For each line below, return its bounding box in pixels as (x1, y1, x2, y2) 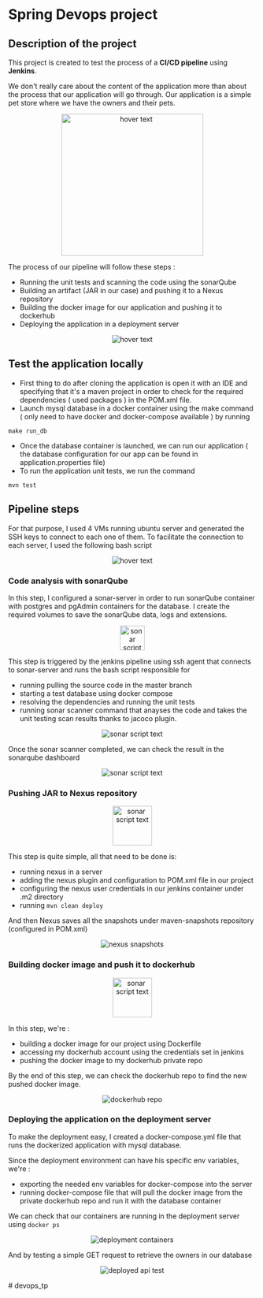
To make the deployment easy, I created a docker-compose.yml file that (8, 1132, 242, 1141)
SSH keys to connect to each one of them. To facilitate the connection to (8, 532, 244, 541)
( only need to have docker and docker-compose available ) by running (19, 411, 250, 421)
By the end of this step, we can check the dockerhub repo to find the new (8, 1070, 247, 1080)
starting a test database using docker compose (19, 688, 173, 698)
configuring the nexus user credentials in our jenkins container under (19, 884, 244, 894)
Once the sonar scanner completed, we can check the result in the (8, 744, 224, 753)
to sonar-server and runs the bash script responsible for (8, 664, 191, 675)
